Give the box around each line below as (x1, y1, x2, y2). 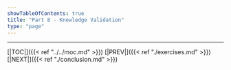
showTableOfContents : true (7, 10, 85, 17)
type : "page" (7, 23, 45, 30)
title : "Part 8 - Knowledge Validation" (7, 16, 125, 23)
